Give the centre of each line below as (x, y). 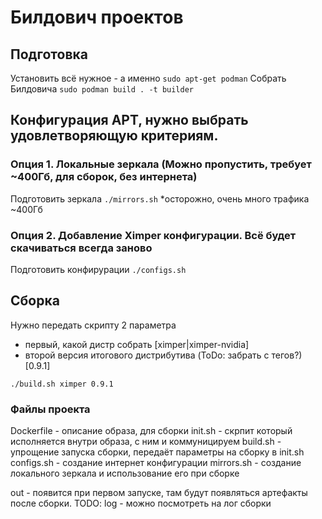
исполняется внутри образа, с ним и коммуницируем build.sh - (146, 442)
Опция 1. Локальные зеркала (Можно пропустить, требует (161, 164)
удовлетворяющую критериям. (114, 136)
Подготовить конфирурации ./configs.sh (98, 269)
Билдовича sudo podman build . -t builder (102, 89)
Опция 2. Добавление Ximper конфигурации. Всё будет (153, 235)
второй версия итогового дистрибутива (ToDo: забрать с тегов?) (163, 355)
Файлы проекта (50, 409)
